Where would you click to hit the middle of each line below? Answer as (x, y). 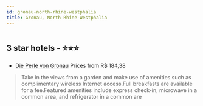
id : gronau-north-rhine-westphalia (51, 12)
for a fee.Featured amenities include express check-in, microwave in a (109, 90)
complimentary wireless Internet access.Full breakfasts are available (107, 84)
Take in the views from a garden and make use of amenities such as (106, 78)
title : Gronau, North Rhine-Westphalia (57, 18)
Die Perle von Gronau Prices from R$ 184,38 (70, 66)
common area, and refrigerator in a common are (81, 97)
